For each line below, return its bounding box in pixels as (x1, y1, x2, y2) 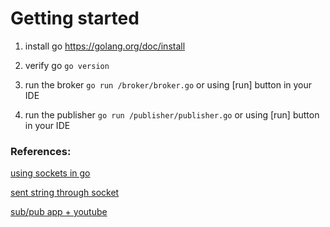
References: (10, 144, 72, 158)
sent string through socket (10, 187, 120, 199)
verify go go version (24, 59, 110, 71)
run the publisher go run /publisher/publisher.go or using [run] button (24, 108, 320, 121)
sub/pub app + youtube (10, 206, 108, 218)
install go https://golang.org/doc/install (24, 40, 186, 52)
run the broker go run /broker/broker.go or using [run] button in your (24, 78, 313, 91)
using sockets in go (10, 167, 91, 179)
